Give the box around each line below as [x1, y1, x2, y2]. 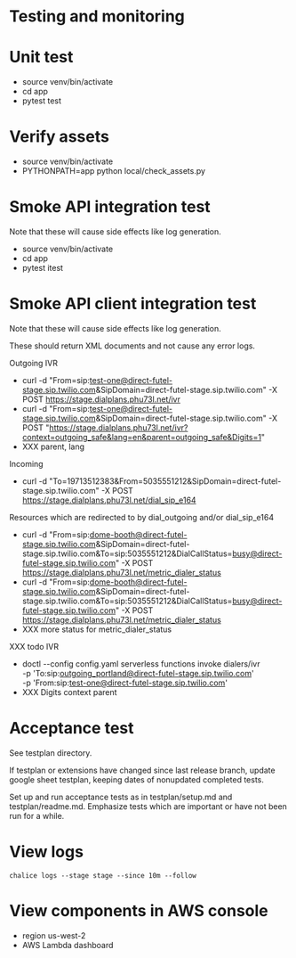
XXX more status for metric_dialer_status [21, 624, 172, 635]
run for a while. [9, 810, 65, 821]
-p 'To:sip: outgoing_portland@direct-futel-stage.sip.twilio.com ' [21, 667, 255, 678]
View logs [9, 842, 84, 862]
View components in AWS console [9, 901, 268, 921]
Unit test [9, 47, 74, 68]
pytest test [21, 95, 62, 106]
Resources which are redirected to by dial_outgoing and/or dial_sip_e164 [9, 512, 274, 522]
